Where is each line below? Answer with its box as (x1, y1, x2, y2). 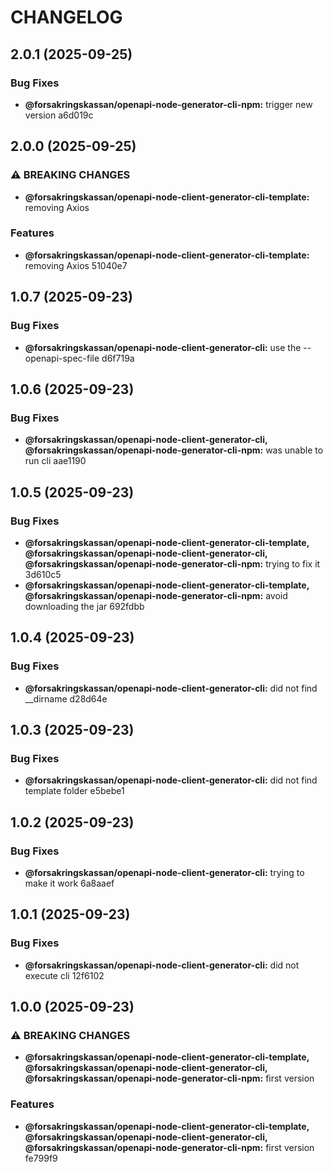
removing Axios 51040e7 (24, 259, 128, 271)
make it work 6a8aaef (24, 877, 115, 889)
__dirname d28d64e (24, 692, 108, 705)
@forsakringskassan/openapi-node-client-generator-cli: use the (24, 341, 302, 353)
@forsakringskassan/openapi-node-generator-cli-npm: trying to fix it (24, 557, 321, 570)
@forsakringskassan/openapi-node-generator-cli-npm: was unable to (24, 444, 324, 456)
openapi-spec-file (24, 352, 100, 364)
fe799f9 (24, 1152, 58, 1164)
